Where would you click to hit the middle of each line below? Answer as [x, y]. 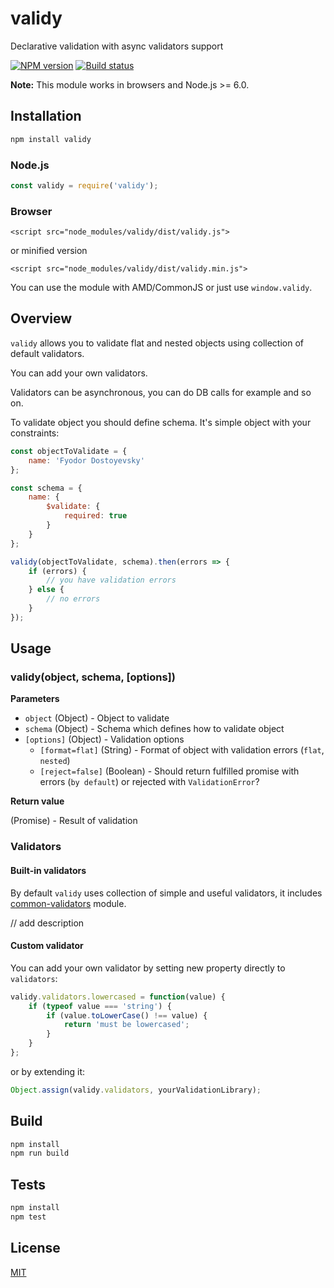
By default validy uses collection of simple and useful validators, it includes [166, 893]
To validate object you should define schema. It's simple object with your [161, 422]
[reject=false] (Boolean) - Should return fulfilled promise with [169, 771]
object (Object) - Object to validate [97, 718]
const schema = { [46, 488]
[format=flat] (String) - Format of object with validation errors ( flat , [182, 750]
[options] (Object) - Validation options [104, 739]
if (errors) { [57, 571]
